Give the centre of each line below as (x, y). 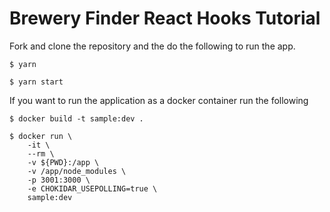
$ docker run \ (41, 136)
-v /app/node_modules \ (77, 171)
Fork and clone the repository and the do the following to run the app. (152, 46)
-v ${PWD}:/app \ (63, 162)
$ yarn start (36, 82)
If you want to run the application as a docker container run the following (159, 100)
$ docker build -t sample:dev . (76, 118)
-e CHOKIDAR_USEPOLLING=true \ (92, 188)
